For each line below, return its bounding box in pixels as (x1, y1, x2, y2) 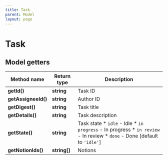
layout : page (5, 16, 32, 21)
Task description (77, 112, 117, 119)
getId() (7, 87, 24, 94)
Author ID (77, 95, 100, 102)
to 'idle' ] (77, 138, 101, 145)
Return (54, 73, 71, 80)
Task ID (77, 87, 95, 94)
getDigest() (7, 103, 36, 110)
